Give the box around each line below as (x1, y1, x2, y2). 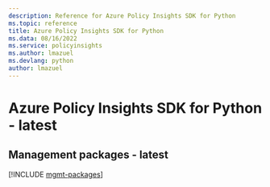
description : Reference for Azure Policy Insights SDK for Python (8, 11, 236, 20)
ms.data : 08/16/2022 (8, 34, 78, 43)
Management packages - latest (8, 148, 169, 162)
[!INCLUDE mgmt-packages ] (8, 169, 103, 179)
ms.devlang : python (8, 57, 74, 65)
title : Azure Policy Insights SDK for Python (8, 27, 164, 35)
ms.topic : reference (8, 19, 78, 27)
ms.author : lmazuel (8, 49, 74, 57)
